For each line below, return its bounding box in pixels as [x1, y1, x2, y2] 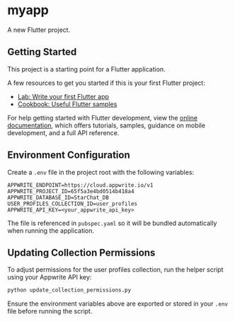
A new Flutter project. [7, 25, 71, 34]
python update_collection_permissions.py [7, 287, 132, 294]
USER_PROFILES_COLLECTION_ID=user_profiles [7, 200, 138, 207]
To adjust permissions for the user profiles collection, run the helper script [7, 265, 224, 274]
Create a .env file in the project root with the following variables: [7, 168, 195, 176]
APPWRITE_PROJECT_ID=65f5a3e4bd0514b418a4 [7, 188, 134, 195]
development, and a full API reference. [7, 128, 120, 137]
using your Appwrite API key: [7, 273, 92, 282]
